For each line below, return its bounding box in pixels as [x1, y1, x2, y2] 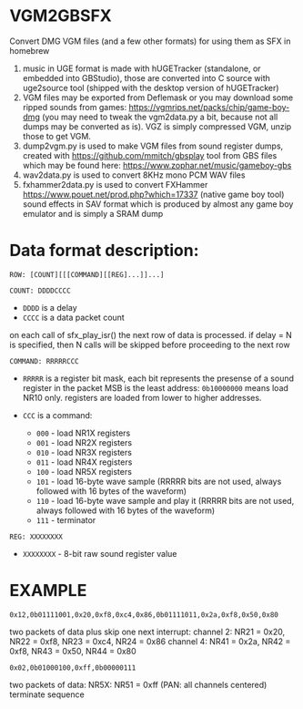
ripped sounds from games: [22, 101, 127, 112]
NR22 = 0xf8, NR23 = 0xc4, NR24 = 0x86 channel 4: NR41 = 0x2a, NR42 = [9, 635, 291, 647]
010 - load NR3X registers [35, 447, 132, 457]
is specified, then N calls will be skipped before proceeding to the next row [9, 339, 290, 350]
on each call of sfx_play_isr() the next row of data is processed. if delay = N [9, 329, 293, 340]
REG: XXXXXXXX [9, 532, 64, 541]
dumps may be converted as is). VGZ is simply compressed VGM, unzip [22, 120, 292, 132]
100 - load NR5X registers [35, 466, 132, 477]
